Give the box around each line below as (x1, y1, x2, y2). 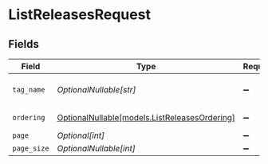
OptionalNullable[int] (57, 143, 136, 154)
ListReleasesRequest (8, 6, 152, 24)
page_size (12, 144, 49, 153)
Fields (8, 37, 40, 51)
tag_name (12, 85, 45, 94)
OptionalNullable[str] (57, 84, 136, 95)
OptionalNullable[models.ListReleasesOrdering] (57, 112, 235, 123)
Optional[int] (57, 130, 105, 141)
